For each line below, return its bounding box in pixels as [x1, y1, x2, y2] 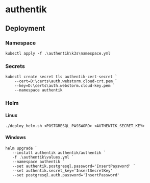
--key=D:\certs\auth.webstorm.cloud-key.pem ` [14, 83, 115, 88]
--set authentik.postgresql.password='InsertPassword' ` [12, 164, 136, 169]
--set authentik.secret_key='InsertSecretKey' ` [12, 168, 117, 173]
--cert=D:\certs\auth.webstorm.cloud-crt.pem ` [14, 79, 117, 84]
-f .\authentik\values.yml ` [12, 154, 74, 159]
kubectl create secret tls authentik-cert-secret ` [5, 74, 117, 80]
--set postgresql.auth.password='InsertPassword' [12, 172, 120, 177]
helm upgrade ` [5, 146, 38, 151]
